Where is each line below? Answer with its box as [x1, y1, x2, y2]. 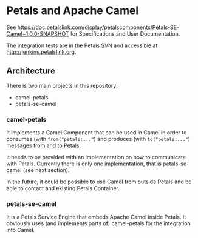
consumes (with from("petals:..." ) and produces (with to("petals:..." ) [6, 136, 190, 143]
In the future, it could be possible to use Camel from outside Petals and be [6, 178, 193, 185]
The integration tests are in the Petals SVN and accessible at [6, 42, 158, 49]
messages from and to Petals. [6, 142, 81, 149]
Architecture [6, 66, 56, 76]
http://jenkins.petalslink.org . [6, 48, 77, 55]
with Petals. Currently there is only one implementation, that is [6, 160, 162, 167]
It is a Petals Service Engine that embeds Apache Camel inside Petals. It [6, 213, 186, 221]
